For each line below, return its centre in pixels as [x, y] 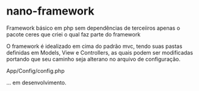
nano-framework [50, 11]
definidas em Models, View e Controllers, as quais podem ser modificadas [100, 52]
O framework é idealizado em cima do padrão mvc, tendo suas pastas [94, 46]
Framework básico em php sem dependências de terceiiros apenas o [93, 28]
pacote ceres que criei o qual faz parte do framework [74, 34]
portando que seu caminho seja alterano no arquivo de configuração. [93, 59]
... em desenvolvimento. [37, 83]
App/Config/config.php [36, 70]
